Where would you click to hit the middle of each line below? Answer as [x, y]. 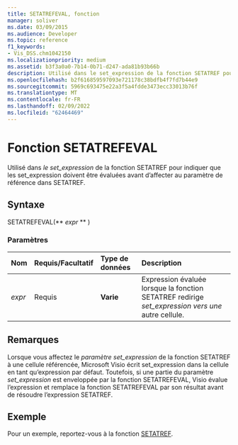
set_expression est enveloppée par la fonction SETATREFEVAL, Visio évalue [118, 379]
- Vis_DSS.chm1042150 [39, 54]
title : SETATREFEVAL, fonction [53, 14]
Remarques [33, 340]
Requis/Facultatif [64, 263]
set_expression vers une [182, 305]
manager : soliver [33, 21]
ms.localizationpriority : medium [57, 60]
